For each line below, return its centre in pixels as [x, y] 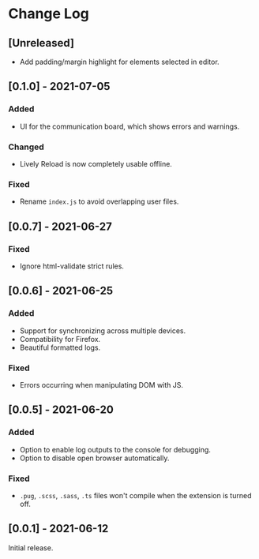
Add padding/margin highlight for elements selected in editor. [119, 62]
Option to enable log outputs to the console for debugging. [115, 449]
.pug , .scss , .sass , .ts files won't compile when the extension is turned [135, 495]
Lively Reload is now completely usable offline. [96, 163]
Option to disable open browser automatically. [94, 458]
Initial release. [31, 548]
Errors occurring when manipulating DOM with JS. [101, 385]
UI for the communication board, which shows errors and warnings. [129, 126]
